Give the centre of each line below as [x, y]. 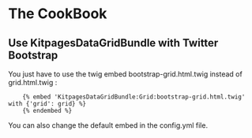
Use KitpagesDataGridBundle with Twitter [113, 43]
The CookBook [58, 14]
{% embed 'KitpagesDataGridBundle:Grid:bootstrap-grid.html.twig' [134, 97]
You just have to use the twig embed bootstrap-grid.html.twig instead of [125, 74]
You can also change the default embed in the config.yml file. [108, 125]
